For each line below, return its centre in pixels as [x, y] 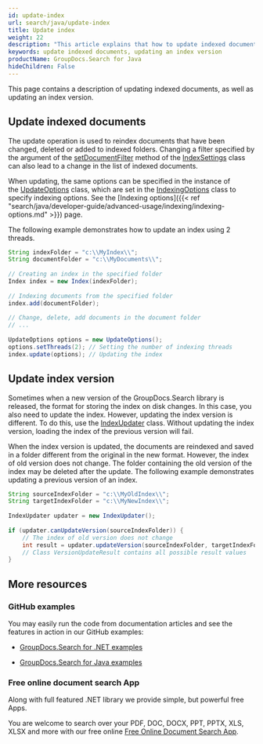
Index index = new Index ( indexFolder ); [73, 282]
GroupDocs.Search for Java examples [81, 662]
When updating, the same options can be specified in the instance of [119, 181]
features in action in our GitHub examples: [76, 632]
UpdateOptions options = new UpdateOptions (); [85, 340]
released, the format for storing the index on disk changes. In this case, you [130, 406]
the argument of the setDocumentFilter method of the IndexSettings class [127, 157]
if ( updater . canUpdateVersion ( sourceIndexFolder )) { [96, 531]
